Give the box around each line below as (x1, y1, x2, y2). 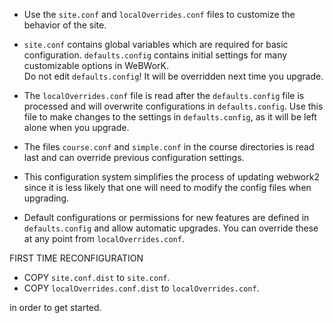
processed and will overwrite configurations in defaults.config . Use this (23, 100, 324, 112)
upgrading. (23, 192, 70, 204)
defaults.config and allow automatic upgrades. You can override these (23, 222, 319, 234)
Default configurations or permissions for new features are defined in (23, 212, 310, 223)
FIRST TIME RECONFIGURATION (9, 252, 144, 264)
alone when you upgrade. (23, 122, 130, 133)
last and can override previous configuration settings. (23, 152, 245, 163)
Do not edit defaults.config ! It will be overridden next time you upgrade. (23, 70, 324, 82)
